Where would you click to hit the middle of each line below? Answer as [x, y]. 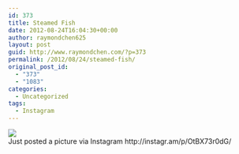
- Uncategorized [42, 96]
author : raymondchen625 [47, 38]
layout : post [30, 45]
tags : [17, 103]
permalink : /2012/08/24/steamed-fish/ [72, 60]
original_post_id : [38, 67]
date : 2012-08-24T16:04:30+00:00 [63, 30]
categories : [28, 89]
